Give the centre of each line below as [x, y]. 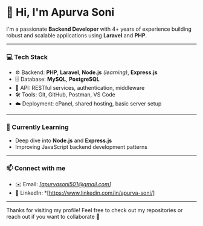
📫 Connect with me [36, 168]
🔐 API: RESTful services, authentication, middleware [80, 88]
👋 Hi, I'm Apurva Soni [60, 12]
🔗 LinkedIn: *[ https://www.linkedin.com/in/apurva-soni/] [85, 193]
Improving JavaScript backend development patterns [81, 146]
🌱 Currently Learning [37, 127]
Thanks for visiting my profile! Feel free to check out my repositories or [95, 210]
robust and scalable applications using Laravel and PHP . [77, 35]
